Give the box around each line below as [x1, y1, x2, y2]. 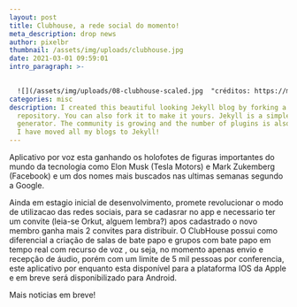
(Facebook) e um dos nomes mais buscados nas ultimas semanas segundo [9, 171, 284, 181]
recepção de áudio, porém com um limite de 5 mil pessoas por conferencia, [9, 254, 285, 264]
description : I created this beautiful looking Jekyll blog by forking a [9, 103, 287, 111]
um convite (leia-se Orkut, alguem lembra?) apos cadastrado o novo [9, 216, 258, 226]
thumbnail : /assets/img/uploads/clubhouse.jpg [9, 46, 184, 55]
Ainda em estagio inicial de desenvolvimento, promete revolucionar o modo [9, 197, 285, 208]
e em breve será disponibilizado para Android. [9, 272, 178, 283]
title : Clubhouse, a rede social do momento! [9, 21, 179, 30]
